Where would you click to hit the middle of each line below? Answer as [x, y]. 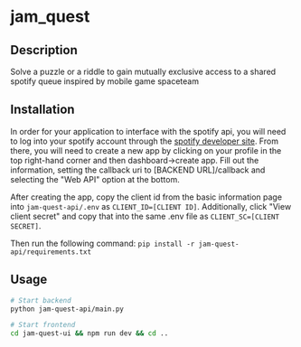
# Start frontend [43, 325]
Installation [42, 110]
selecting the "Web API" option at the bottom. [95, 179]
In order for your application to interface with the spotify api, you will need [148, 131]
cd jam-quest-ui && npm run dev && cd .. [89, 333]
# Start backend [41, 300]
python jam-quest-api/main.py [67, 309]
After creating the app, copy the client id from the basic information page [146, 197]
